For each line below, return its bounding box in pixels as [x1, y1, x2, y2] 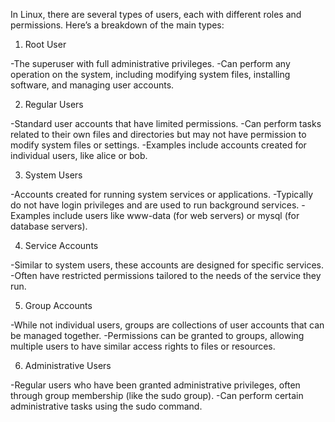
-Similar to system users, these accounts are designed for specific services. [10, 259, 325, 271]
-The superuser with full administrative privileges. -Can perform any [10, 58, 291, 69]
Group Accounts [24, 300, 93, 311]
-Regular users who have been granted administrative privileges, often [10, 379, 301, 391]
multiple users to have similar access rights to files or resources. [10, 340, 276, 352]
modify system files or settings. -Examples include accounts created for [10, 139, 307, 151]
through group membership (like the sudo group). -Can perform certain [10, 390, 304, 401]
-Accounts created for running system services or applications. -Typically [10, 189, 314, 200]
